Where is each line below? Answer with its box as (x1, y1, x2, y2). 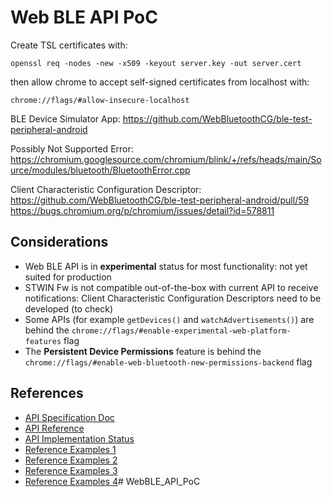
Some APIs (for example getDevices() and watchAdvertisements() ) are (24, 313, 315, 325)
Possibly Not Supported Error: (10, 142, 134, 155)
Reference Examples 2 (24, 454, 118, 466)
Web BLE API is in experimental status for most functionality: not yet (24, 260, 308, 272)
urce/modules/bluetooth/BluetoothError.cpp (10, 164, 191, 176)
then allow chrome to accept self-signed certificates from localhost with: (10, 76, 310, 88)
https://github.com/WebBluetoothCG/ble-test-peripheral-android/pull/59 (10, 194, 310, 206)
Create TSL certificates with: (10, 39, 128, 51)
